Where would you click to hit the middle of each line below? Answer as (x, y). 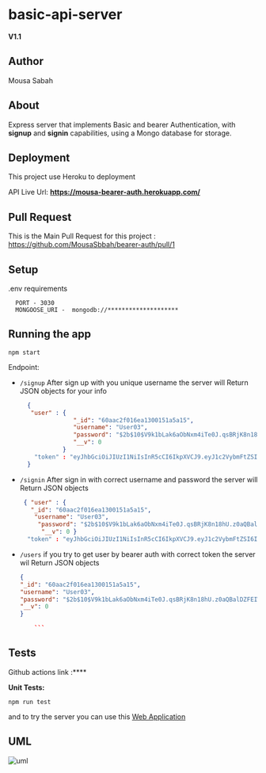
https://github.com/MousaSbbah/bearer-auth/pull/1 (92, 245)
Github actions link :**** (47, 672)
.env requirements (38, 288)
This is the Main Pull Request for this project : (82, 236)
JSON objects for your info (63, 390)
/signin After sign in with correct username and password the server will (139, 479)
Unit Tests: (27, 687)
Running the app (49, 334)
